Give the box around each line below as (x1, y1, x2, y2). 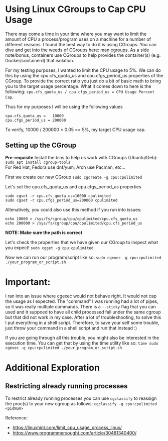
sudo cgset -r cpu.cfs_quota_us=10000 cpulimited (5, 193, 111, 198)
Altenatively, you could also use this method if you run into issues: (5, 206, 142, 212)
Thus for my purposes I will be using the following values (5, 103, 123, 109)
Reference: (5, 414, 28, 420)
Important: (5, 276, 51, 287)
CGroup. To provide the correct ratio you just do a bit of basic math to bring (5, 78, 161, 84)
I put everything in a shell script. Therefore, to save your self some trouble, (5, 319, 159, 325)
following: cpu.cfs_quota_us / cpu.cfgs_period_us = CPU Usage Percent (5, 88, 154, 94)
